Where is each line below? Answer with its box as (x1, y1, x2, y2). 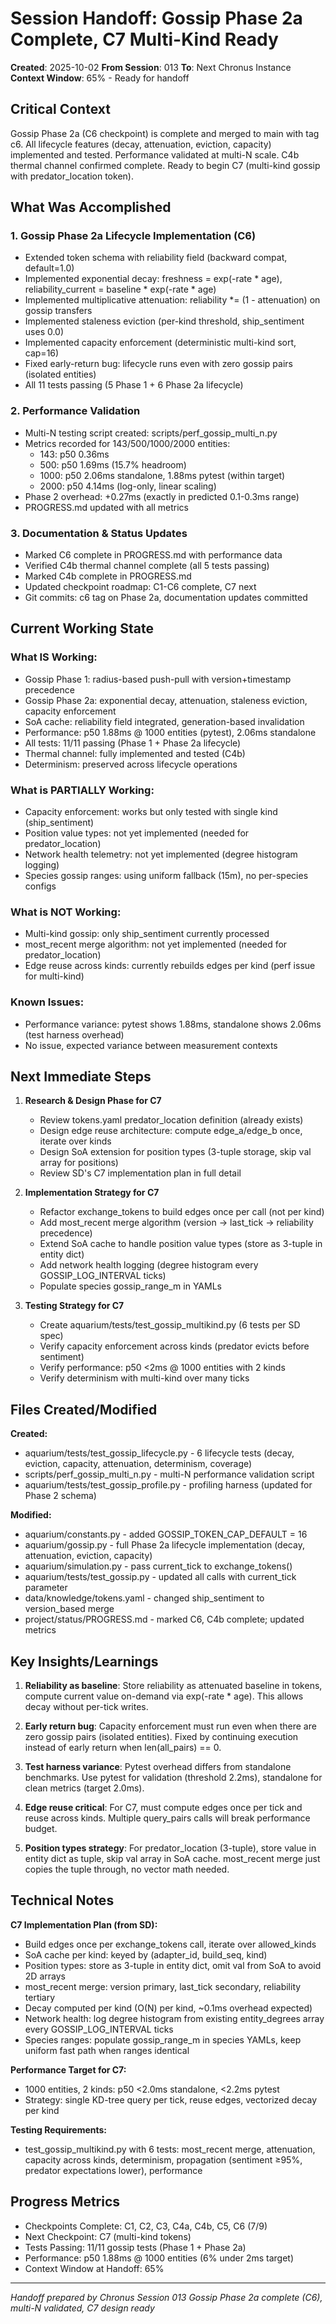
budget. (24, 1823, 58, 1835)
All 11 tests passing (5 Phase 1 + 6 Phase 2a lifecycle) (24, 379, 244, 391)
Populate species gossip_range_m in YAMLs (39, 1280, 222, 1292)
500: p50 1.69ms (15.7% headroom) (39, 458, 187, 471)
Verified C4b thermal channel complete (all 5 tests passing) (24, 560, 270, 572)
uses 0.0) (24, 326, 65, 338)
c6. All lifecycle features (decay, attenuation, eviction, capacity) (10, 138, 272, 150)
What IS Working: (10, 650, 98, 664)
